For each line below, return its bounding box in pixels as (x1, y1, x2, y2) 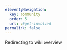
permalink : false (5, 26, 41, 31)
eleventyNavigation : (5, 7, 47, 12)
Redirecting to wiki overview (5, 39, 62, 45)
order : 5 (9, 16, 27, 21)
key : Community (9, 12, 41, 17)
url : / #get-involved (9, 21, 51, 26)
